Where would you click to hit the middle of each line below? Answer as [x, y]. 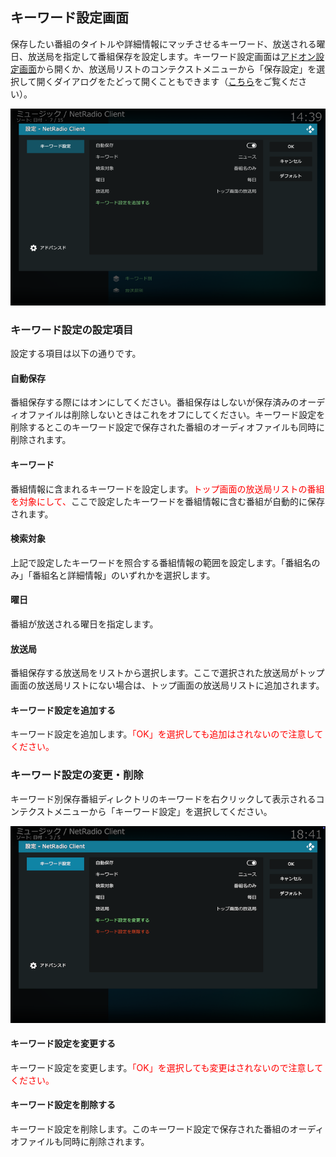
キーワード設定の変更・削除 [77, 775]
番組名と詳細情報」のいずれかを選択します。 [123, 575]
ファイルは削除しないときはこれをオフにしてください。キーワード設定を [176, 415]
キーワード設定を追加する [63, 710]
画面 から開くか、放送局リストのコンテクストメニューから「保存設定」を [167, 69]
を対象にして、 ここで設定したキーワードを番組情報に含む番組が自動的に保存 [167, 501]
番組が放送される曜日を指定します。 [84, 624]
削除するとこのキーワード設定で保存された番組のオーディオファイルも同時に [168, 427]
